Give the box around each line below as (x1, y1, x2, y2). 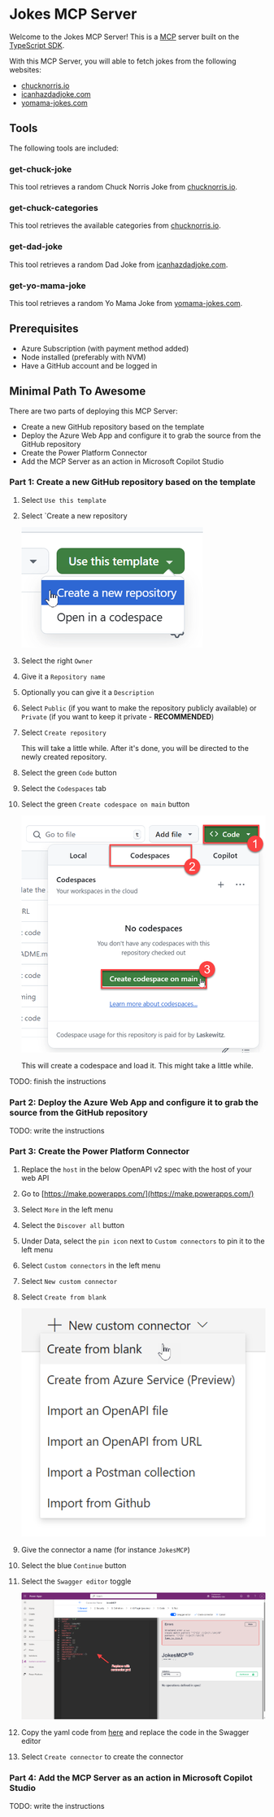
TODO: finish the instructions (9, 1077, 107, 1086)
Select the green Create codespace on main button (20, 799, 190, 809)
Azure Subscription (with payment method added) (20, 343, 189, 353)
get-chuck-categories (9, 202, 98, 213)
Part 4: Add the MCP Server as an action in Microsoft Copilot (9, 1772, 253, 1784)
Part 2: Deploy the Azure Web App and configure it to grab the (9, 1097, 259, 1108)
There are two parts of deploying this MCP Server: (9, 406, 178, 416)
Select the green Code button (20, 767, 117, 777)
